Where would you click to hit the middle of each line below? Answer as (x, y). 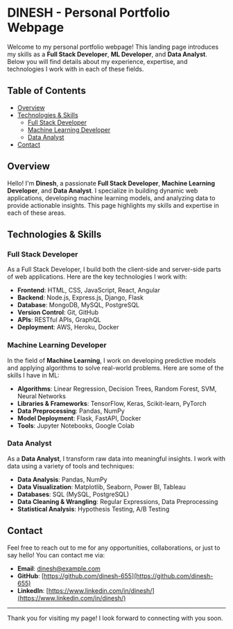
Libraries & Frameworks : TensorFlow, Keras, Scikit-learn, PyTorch (112, 403)
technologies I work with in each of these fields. (76, 69)
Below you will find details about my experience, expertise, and (97, 61)
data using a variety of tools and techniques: (71, 466)
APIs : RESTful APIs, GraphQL (59, 320)
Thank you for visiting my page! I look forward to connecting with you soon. (115, 618)
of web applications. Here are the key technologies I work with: (97, 277)
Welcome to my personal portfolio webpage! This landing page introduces (113, 47)
